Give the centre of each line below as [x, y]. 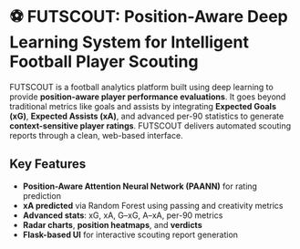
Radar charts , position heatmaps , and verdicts [112, 224]
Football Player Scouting [104, 62]
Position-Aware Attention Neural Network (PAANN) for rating [140, 186]
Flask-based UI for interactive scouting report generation [130, 234]
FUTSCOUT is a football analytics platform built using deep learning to [141, 87]
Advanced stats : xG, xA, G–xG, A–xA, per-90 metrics [123, 215]
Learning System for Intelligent [129, 42]
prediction [42, 195]
